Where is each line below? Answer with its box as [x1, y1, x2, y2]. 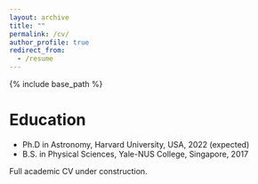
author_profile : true [9, 37, 90, 47]
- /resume [17, 54, 53, 63]
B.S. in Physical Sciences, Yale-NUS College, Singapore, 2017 [21, 148, 249, 159]
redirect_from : [9, 46, 66, 55]
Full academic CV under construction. [9, 165, 149, 176]
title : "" [9, 21, 46, 30]
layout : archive [9, 12, 69, 22]
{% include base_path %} [9, 79, 103, 89]
